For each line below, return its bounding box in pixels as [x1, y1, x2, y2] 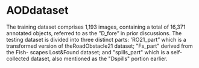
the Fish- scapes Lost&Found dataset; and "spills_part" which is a [6, 48, 170, 55]
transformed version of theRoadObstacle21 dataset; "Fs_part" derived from [6, 42, 193, 50]
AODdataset [6, 4, 69, 17]
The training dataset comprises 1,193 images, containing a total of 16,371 [6, 23, 186, 30]
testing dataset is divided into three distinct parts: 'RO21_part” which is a [6, 36, 187, 43]
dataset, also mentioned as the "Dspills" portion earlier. [30, 55, 168, 62]
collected [6, 55, 30, 62]
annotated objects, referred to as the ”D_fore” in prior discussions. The [6, 29, 182, 36]
